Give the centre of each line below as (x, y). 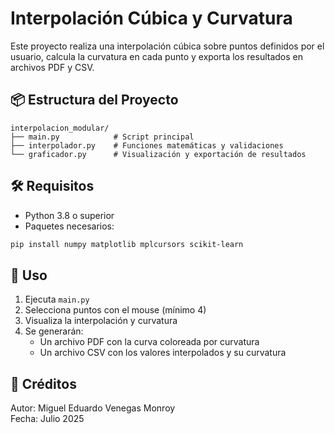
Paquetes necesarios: (69, 226)
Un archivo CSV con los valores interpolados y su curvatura (163, 353)
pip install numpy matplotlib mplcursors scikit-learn (127, 244)
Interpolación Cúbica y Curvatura (151, 18)
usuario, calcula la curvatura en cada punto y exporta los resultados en (157, 56)
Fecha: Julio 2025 (47, 419)
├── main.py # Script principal (102, 137)
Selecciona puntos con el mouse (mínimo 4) (115, 310)
